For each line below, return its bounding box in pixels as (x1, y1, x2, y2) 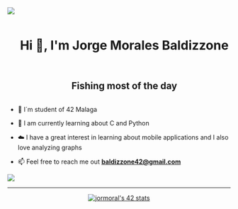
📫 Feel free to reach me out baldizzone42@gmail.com (17, 157, 181, 166)
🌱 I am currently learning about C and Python (17, 118, 150, 127)
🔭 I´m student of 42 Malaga (17, 105, 98, 113)
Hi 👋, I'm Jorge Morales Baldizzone (20, 38, 229, 54)
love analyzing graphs (17, 143, 83, 152)
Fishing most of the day (71, 80, 178, 92)
